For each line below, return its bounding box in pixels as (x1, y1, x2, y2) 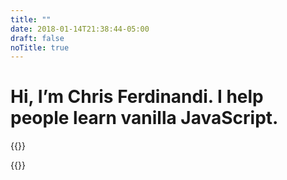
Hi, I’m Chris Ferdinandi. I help (10, 86, 264, 108)
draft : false (10, 33, 65, 43)
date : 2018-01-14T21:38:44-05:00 (10, 24, 150, 34)
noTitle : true (10, 42, 70, 53)
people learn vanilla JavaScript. (10, 107, 279, 130)
